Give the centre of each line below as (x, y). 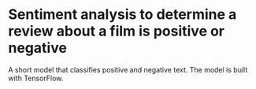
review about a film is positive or (117, 31)
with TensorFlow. (36, 78)
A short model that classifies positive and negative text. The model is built (128, 69)
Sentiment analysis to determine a (122, 15)
